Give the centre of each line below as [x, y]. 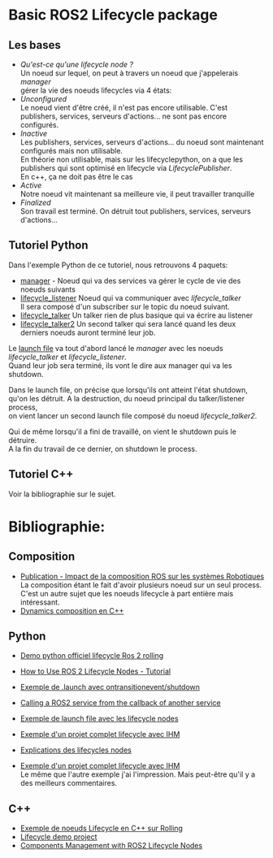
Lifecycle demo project [58, 837]
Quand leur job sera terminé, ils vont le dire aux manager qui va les [120, 365]
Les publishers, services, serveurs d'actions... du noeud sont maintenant [142, 142]
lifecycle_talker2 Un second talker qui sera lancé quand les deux [128, 323]
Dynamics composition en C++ [72, 610]
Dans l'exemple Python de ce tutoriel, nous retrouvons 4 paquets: [118, 265]
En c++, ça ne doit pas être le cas [76, 177]
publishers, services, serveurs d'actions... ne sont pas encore [123, 116]
